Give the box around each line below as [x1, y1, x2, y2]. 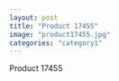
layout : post [9, 13, 59, 22]
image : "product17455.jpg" [9, 30, 111, 39]
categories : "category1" [9, 38, 103, 48]
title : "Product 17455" [9, 22, 99, 31]
